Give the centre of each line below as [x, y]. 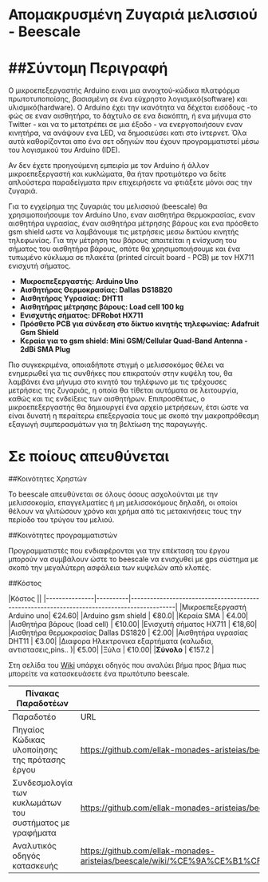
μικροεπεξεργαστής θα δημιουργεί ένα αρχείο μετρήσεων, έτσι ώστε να [128, 407]
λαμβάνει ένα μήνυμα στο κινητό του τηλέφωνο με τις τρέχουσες [118, 382]
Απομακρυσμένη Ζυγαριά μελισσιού [133, 15]
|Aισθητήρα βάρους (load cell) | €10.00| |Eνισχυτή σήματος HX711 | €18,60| [133, 625]
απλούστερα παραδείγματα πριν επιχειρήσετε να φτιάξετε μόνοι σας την [130, 182]
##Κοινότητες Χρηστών [48, 479]
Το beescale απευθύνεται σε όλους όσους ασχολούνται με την [113, 494]
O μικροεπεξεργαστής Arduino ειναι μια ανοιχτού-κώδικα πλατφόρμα [124, 90]
